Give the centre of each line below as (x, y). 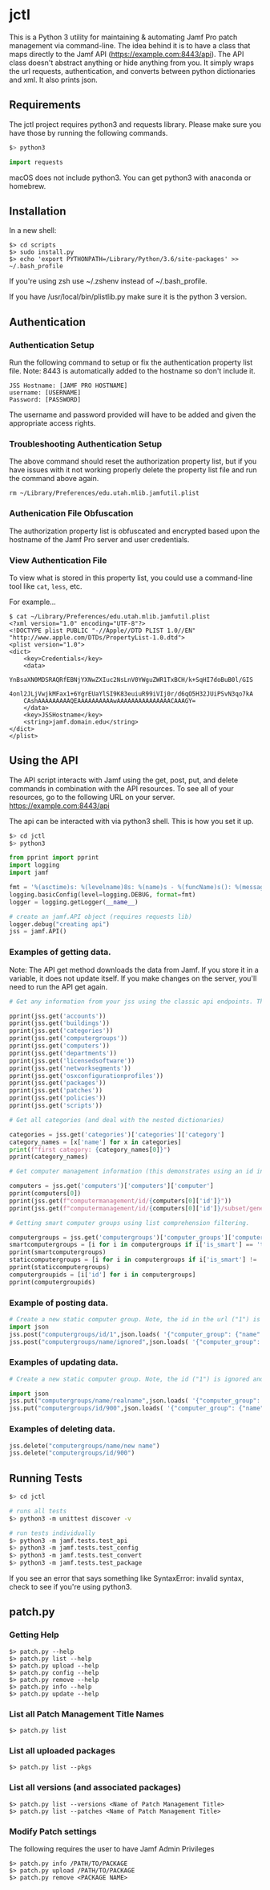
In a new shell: (33, 231)
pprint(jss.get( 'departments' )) (63, 1053)
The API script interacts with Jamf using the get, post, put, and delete (124, 780)
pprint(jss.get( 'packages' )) (58, 1083)
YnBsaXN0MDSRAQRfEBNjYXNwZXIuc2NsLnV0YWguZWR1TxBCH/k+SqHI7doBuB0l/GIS (131, 680)
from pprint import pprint (54, 858)
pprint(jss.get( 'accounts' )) (58, 1016)
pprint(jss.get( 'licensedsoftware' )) (72, 1061)
